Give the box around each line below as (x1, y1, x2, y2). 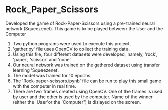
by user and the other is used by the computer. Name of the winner (12, 94, 153, 100)
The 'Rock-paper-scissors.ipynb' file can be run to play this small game (12, 78, 162, 84)
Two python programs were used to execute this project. (12, 40, 131, 46)
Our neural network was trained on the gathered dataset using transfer (12, 62, 160, 68)
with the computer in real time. (12, 83, 77, 89)
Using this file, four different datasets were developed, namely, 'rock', (12, 51, 158, 57)
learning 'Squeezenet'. (12, 67, 60, 73)
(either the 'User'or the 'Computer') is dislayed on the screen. (12, 99, 141, 105)
